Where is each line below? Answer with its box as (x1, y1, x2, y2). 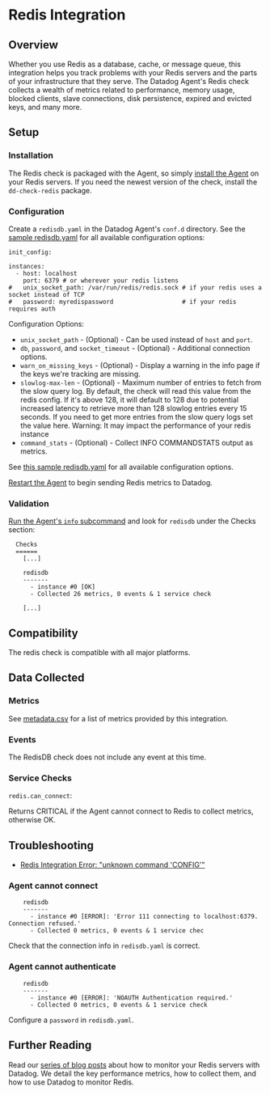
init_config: (8, 248, 53, 256)
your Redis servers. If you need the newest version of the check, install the (8, 176, 258, 187)
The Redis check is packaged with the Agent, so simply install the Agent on (8, 168, 259, 178)
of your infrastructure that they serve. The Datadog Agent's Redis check (8, 77, 249, 86)
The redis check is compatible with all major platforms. (8, 648, 191, 657)
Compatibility (8, 626, 78, 640)
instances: (8, 262, 45, 270)
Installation (8, 150, 54, 161)
